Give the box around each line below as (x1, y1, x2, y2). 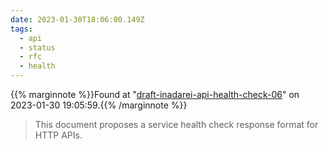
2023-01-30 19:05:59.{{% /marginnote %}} (10, 99, 188, 111)
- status (19, 42, 56, 53)
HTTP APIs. (34, 129, 83, 141)
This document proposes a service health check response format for (34, 119, 319, 130)
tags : (10, 24, 33, 34)
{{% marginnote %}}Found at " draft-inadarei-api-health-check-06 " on (10, 89, 300, 100)
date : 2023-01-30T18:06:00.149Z (10, 14, 145, 25)
